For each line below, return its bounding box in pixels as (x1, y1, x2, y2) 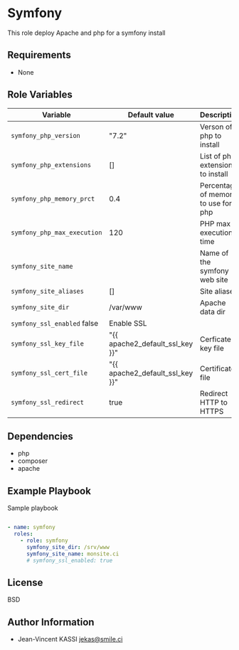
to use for (200, 198, 233, 208)
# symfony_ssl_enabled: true (26, 557, 113, 564)
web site (200, 275, 228, 284)
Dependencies (7, 430, 73, 442)
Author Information (7, 616, 95, 628)
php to (200, 130, 222, 140)
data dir (200, 307, 226, 316)
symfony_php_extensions (11, 161, 92, 169)
